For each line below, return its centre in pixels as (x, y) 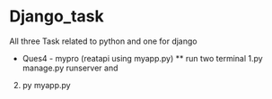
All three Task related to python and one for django (103, 41)
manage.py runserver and (70, 68)
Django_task (57, 16)
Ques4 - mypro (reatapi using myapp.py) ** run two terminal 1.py (142, 58)
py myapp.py (46, 85)
